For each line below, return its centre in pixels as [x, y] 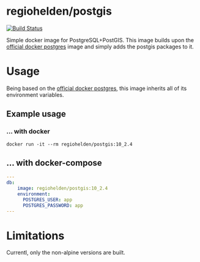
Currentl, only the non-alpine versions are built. [66, 253]
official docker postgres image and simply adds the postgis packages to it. [100, 47]
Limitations [35, 235]
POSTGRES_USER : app [47, 200]
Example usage [36, 114]
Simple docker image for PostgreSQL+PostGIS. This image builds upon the [100, 40]
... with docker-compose [54, 163]
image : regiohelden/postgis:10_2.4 [63, 189]
